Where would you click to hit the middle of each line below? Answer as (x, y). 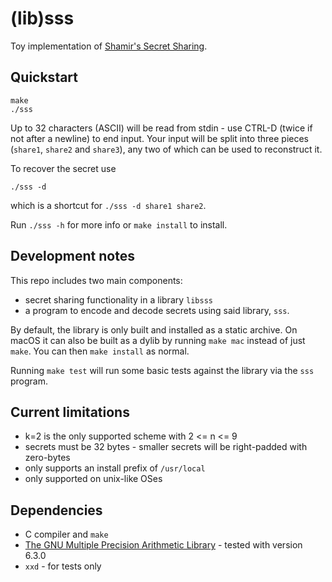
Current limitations (70, 412)
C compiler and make (66, 534)
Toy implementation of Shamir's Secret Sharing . (109, 46)
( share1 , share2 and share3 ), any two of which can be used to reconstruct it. (166, 149)
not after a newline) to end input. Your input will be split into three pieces (159, 138)
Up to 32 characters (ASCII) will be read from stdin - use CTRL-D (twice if (161, 128)
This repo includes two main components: (96, 280)
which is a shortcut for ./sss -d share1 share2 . (108, 205)
